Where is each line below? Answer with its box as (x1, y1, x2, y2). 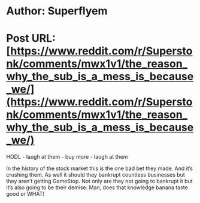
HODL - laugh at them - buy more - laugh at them (6, 153, 128, 160)
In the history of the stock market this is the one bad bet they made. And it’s (6, 165, 193, 172)
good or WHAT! (6, 190, 45, 198)
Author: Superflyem (6, 4, 108, 18)
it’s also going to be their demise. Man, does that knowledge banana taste (6, 184, 189, 191)
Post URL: (6, 32, 56, 46)
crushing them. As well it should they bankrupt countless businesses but (6, 171, 186, 178)
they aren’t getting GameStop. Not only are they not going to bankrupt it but (6, 178, 193, 185)
